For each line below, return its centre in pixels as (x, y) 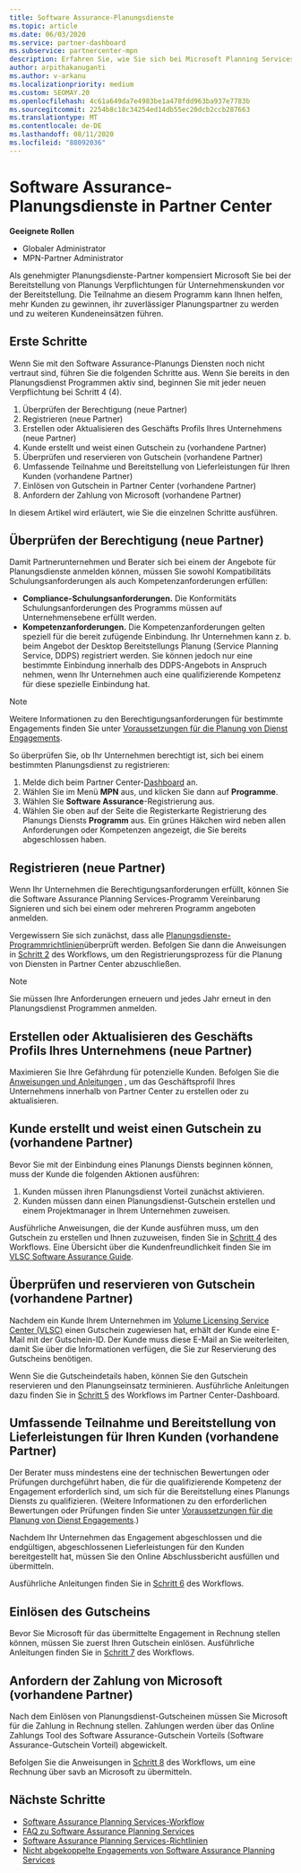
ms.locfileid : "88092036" (57, 143)
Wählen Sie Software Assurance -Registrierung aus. (118, 801)
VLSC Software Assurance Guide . (72, 1256)
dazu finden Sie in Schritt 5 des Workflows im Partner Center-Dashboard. (145, 1395)
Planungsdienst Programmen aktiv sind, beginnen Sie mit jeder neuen (138, 382)
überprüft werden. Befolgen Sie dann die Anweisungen (185, 945)
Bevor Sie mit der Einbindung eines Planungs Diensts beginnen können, (141, 1164)
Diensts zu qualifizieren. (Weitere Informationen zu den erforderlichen (138, 1501)
